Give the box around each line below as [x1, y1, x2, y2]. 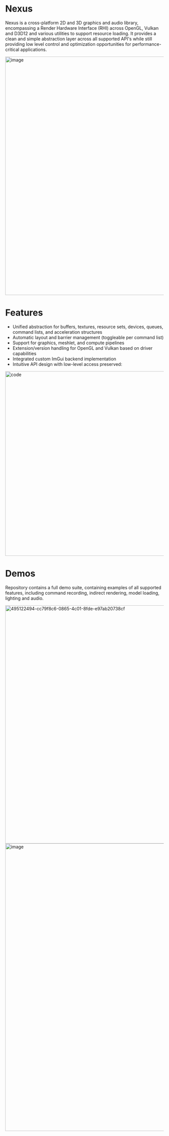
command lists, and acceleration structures [12, 329, 103, 335]
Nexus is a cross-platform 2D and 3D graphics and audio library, [5, 20, 139, 26]
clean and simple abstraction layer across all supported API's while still [5, 36, 152, 42]
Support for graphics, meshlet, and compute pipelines [12, 340, 125, 346]
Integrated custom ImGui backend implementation [12, 356, 117, 362]
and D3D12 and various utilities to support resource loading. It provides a [5, 30, 156, 36]
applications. [20, 46, 47, 52]
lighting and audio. [5, 595, 44, 601]
